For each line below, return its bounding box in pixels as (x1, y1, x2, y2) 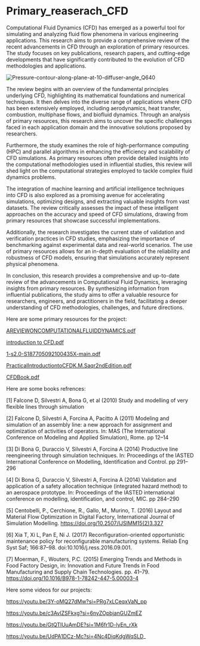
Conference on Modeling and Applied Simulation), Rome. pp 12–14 (6, 433, 169, 441)
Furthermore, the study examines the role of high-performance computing (6, 141, 189, 149)
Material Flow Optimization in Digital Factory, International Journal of (6, 513, 175, 520)
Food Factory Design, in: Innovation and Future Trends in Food (6, 562, 160, 569)
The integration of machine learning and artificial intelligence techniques (6, 185, 184, 192)
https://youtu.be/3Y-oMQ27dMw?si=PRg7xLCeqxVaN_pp (6, 597, 147, 605)
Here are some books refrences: (6, 385, 86, 392)
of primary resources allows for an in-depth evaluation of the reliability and (6, 247, 190, 255)
